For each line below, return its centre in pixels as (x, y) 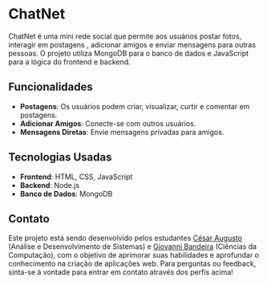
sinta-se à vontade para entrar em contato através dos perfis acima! (121, 272)
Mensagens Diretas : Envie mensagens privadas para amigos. (122, 132)
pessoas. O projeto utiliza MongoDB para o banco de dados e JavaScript (129, 53)
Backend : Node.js (50, 185)
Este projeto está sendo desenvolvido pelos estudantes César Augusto (125, 238)
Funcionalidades (51, 87)
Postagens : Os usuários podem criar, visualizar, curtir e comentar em (135, 106)
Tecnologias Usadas (60, 157)
